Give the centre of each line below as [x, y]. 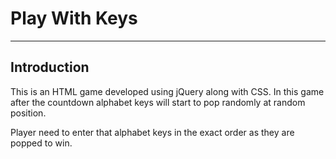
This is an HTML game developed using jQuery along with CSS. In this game [167, 91]
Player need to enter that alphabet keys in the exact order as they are [152, 132]
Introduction [50, 67]
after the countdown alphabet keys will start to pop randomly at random [158, 102]
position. [28, 113]
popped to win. [41, 143]
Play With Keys [74, 18]
